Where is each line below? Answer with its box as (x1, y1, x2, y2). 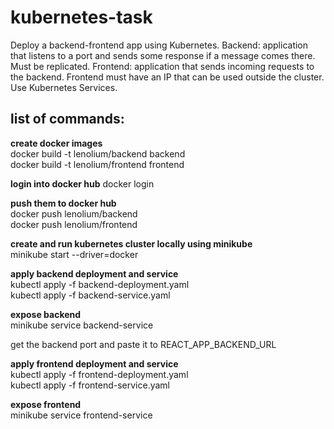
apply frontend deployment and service (10, 357, 179, 370)
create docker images (10, 137, 103, 149)
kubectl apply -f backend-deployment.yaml (10, 278, 190, 290)
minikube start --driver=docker (10, 248, 139, 260)
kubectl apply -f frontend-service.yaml (10, 379, 171, 391)
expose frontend (10, 398, 82, 410)
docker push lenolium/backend (10, 207, 138, 220)
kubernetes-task (10, 6, 153, 29)
